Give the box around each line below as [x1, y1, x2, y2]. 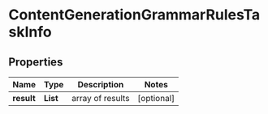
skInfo [8, 23, 52, 41]
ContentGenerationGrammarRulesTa [8, 6, 261, 24]
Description [77, 79, 124, 90]
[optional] [137, 93, 175, 103]
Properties [8, 55, 63, 69]
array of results [71, 93, 130, 103]
